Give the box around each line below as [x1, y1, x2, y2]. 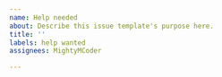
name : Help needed [9, 13, 78, 22]
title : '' [9, 30, 47, 38]
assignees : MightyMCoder [9, 47, 102, 56]
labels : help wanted [9, 38, 87, 47]
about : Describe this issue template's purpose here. [9, 21, 215, 30]
